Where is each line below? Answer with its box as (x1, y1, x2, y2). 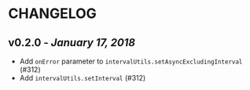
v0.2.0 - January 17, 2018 (8, 36, 136, 49)
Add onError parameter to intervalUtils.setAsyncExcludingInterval (19, 56, 243, 66)
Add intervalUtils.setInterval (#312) (19, 74, 146, 82)
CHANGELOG (8, 5, 97, 23)
